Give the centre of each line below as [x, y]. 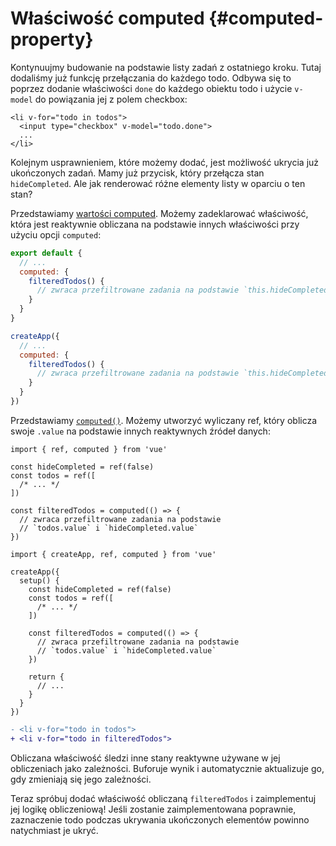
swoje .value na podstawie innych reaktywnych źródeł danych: [140, 431]
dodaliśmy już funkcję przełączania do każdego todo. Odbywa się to [151, 78]
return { [46, 677]
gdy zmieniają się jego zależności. [81, 779]
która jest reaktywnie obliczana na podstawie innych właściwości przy [155, 224]
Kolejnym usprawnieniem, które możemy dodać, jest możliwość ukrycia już [165, 162]
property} [52, 39]
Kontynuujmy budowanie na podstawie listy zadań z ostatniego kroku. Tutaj [166, 67]
